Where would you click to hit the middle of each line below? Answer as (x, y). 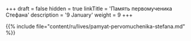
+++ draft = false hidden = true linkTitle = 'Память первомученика (89, 9)
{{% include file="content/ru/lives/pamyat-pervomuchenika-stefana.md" (95, 26)
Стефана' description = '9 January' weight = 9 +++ (69, 15)
